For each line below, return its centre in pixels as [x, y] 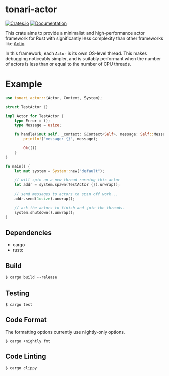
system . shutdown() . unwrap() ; [45, 212]
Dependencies [28, 232]
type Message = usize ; [38, 125]
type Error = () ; [32, 121]
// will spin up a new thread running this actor [67, 180]
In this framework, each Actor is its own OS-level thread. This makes [76, 53]
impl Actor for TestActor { [35, 116]
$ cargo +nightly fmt [28, 341]
